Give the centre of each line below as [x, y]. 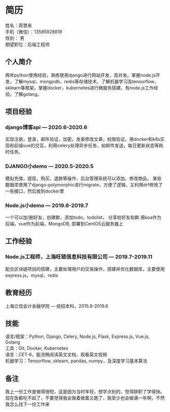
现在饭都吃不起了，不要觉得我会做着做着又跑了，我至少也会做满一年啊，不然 [85, 398]
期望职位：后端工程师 [27, 44]
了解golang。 [28, 94]
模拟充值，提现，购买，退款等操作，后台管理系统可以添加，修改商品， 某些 [83, 178]
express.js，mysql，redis [32, 275]
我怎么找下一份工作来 [27, 404]
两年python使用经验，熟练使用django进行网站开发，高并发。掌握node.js [80, 75]
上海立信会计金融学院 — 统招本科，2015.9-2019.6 [57, 306]
